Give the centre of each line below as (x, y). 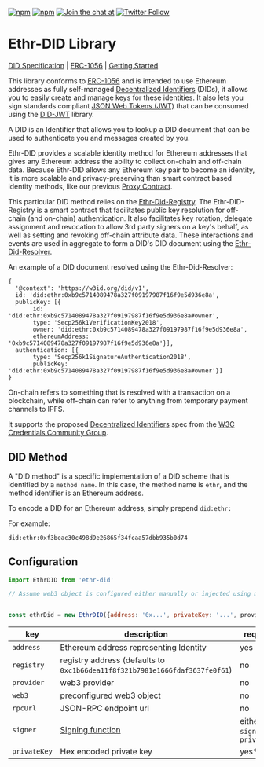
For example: (29, 523)
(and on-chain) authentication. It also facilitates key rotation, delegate (140, 218)
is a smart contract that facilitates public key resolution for (131, 210)
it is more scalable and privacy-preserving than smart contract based (120, 178)
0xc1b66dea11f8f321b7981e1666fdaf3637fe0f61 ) (146, 670)
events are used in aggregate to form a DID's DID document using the (121, 243)
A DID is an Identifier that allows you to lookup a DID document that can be (129, 129)
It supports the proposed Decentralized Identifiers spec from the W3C (121, 424)
